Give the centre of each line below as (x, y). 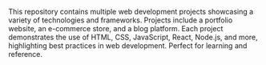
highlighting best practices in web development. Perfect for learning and (128, 46)
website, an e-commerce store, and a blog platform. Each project (116, 28)
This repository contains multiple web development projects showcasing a (131, 12)
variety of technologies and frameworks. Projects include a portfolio (121, 20)
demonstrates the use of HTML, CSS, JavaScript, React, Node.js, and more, (133, 37)
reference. (25, 54)
